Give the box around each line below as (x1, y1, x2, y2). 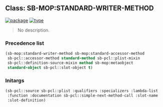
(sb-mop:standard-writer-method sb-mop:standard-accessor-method (5, 51, 144, 56)
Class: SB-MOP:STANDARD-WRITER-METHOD (5, 4, 154, 13)
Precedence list (5, 40, 44, 47)
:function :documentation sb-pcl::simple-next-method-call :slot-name (7, 93, 158, 98)
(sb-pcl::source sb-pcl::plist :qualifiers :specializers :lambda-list (5, 88, 158, 93)
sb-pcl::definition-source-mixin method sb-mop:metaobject (7, 60, 134, 65)
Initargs (5, 77, 25, 84)
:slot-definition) (7, 97, 46, 102)
